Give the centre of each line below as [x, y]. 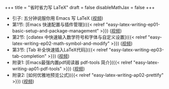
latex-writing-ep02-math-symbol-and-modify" [61, 43]
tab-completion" [29, 56]
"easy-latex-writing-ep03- [137, 50]
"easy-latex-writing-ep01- [133, 25]
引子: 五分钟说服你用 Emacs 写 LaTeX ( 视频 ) [58, 18]
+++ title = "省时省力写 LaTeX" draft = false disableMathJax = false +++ [80, 7]
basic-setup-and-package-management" [56, 31]
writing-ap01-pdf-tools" [37, 69]
